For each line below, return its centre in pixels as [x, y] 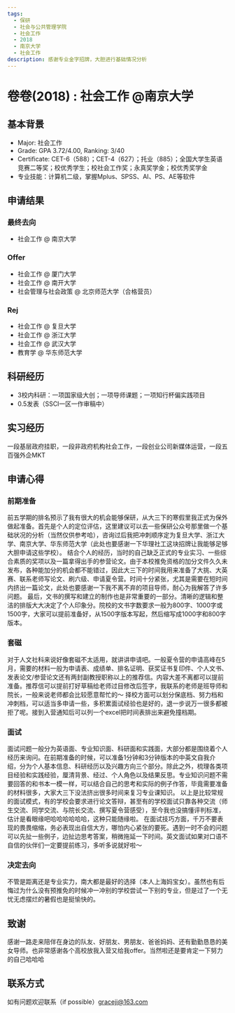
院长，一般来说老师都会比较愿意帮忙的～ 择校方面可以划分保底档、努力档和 [115, 694]
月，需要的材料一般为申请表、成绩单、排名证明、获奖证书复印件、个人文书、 [117, 668]
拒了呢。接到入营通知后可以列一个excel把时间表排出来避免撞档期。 [104, 712]
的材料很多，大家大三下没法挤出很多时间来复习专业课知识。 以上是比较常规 [115, 792]
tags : [15, 14]
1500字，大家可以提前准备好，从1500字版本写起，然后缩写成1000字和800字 [116, 614]
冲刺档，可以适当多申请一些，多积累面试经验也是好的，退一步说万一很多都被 [117, 703]
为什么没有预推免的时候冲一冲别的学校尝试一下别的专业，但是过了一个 [120, 890]
